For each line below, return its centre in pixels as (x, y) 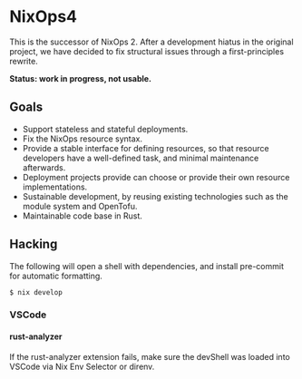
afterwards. (44, 167)
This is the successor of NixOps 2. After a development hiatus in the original (151, 42)
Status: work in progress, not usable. (81, 78)
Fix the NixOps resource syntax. (83, 139)
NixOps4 (44, 17)
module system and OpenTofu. (80, 206)
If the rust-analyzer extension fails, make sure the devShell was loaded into (150, 356)
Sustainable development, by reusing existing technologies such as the (155, 196)
